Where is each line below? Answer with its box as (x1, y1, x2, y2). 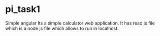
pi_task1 (5, 3, 41, 15)
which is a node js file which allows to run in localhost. (5, 25, 119, 31)
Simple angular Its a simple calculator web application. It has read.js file (5, 20, 155, 26)
